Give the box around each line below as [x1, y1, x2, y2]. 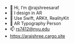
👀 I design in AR [9, 10, 42, 16]
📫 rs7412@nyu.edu [9, 26, 50, 32]
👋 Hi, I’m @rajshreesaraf [9, 5, 59, 10]
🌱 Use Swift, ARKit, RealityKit [9, 15, 69, 21]
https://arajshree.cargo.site [9, 33, 66, 39]
